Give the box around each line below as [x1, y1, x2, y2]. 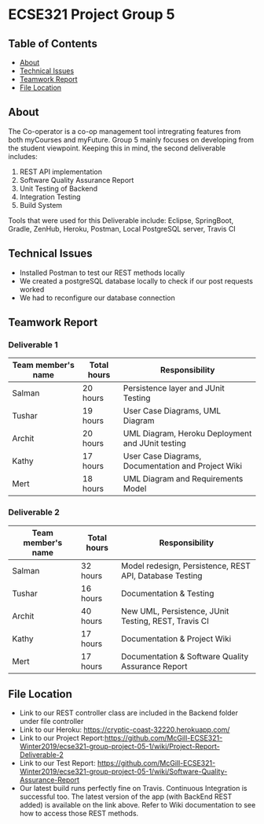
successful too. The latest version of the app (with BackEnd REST [19, 792, 233, 801]
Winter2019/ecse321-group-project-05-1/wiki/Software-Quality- [19, 766, 228, 777]
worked [19, 284, 45, 294]
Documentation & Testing [120, 588, 214, 599]
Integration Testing [19, 191, 81, 202]
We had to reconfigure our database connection [19, 293, 175, 303]
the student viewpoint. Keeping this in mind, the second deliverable [8, 143, 226, 153]
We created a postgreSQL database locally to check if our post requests [19, 276, 254, 285]
